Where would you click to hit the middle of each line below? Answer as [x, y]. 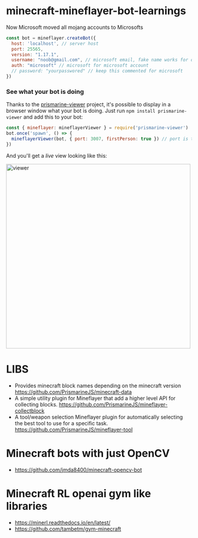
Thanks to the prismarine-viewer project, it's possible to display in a [88, 105]
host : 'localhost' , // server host [55, 43]
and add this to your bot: [53, 117]
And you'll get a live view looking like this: [57, 155]
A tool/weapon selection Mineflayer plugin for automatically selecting [99, 417]
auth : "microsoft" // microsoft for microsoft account [80, 66]
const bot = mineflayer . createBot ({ [51, 38]
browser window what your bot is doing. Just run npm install [81, 111]
